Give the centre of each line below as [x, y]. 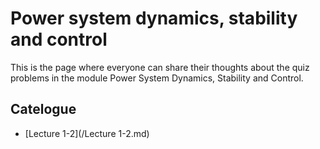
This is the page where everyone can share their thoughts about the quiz [160, 67]
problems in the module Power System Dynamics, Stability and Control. [157, 78]
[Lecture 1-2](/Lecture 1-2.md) [87, 133]
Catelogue [43, 109]
